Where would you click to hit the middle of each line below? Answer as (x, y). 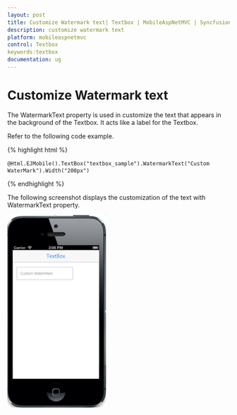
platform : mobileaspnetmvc (47, 37)
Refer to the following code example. (61, 136)
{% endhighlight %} (36, 184)
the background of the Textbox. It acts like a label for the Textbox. (103, 122)
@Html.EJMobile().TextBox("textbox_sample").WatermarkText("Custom (109, 163)
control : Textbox (33, 45)
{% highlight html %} (38, 150)
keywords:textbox (33, 52)
